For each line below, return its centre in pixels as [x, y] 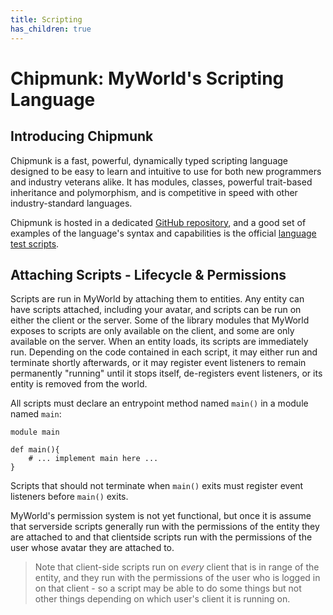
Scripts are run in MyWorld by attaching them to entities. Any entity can [157, 299]
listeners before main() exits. [69, 497]
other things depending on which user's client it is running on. [162, 599]
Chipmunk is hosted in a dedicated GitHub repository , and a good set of [158, 222]
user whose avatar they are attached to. [92, 548]
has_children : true [51, 29]
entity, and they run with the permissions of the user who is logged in [177, 578]
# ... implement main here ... [93, 459]
